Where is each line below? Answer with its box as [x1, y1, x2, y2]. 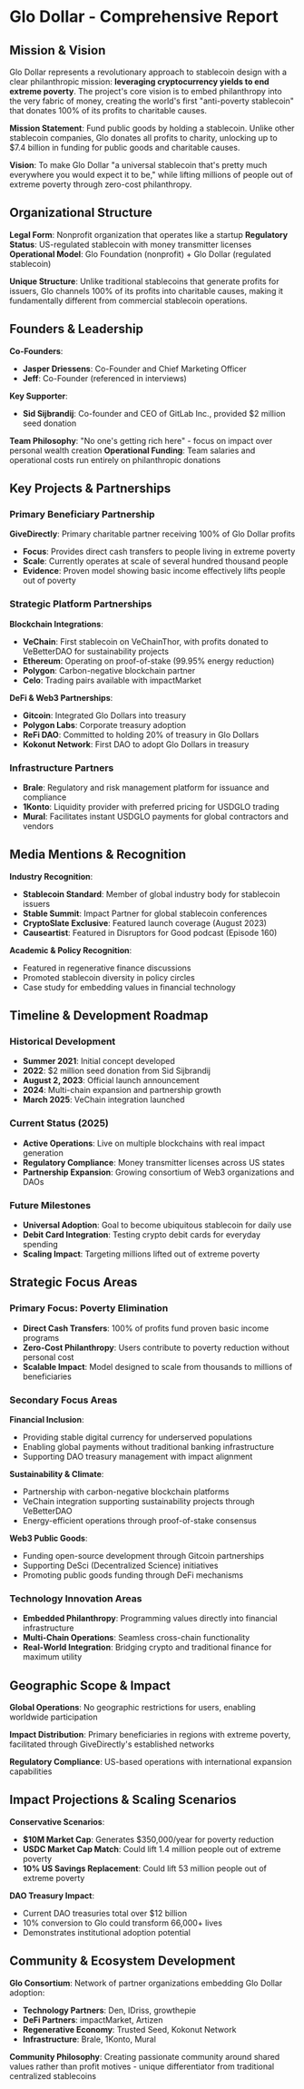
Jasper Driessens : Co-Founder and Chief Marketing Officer [22, 363, 247, 374]
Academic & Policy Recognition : [9, 944, 132, 955]
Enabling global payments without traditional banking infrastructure [22, 1441, 275, 1452]
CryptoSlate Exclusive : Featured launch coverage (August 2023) [22, 917, 268, 928]
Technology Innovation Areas [9, 1591, 142, 1604]
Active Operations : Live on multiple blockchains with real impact [22, 1138, 266, 1148]
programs [22, 1332, 60, 1343]
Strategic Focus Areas [9, 1275, 138, 1290]
